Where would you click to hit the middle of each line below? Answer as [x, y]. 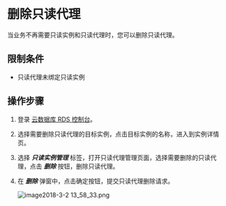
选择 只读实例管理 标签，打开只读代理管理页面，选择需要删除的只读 [114, 157]
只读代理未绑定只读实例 [51, 77]
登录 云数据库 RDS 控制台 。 [56, 119]
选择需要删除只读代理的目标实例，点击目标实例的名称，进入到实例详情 [118, 134]
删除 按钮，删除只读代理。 [81, 166]
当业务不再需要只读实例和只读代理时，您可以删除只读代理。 [93, 35]
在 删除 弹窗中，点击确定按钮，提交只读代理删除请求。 [96, 181]
